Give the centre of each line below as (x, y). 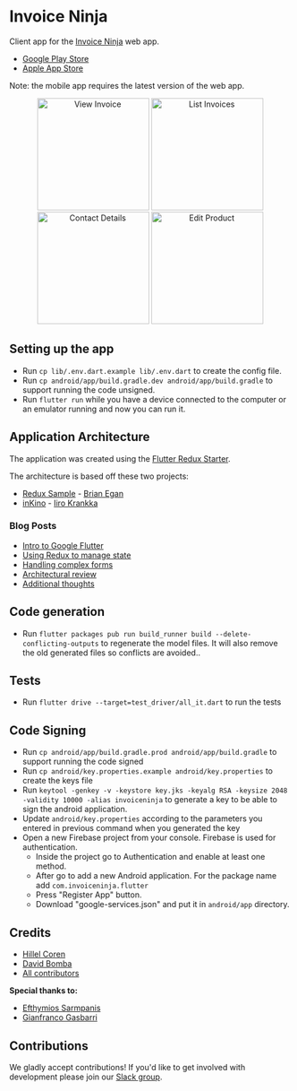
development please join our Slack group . (86, 1077)
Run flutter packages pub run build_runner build (117, 633)
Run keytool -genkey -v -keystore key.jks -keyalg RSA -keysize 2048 (155, 790)
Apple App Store (52, 68)
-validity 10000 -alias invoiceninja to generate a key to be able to (149, 800)
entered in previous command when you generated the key (131, 828)
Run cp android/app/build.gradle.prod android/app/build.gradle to (149, 752)
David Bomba (47, 964)
